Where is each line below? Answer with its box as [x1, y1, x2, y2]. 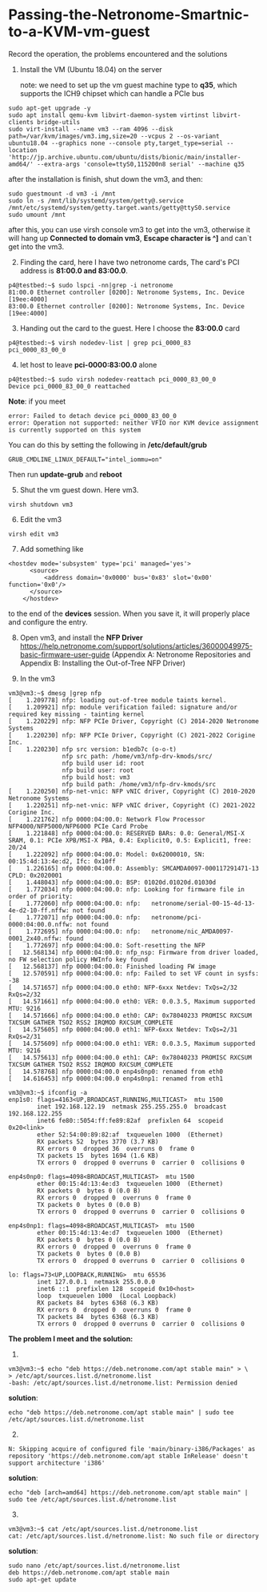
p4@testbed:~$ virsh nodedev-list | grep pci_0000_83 [8, 339, 192, 347]
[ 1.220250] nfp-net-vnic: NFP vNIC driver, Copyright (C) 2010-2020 [8, 787, 256, 795]
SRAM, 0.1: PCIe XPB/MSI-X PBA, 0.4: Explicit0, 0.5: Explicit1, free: [8, 836, 252, 844]
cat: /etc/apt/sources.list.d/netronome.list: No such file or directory [8, 1532, 260, 1540]
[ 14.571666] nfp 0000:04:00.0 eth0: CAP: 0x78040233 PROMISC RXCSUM [8, 1011, 252, 1019]
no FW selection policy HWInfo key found [8, 955, 149, 963]
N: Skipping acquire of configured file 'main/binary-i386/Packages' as [8, 1445, 256, 1453]
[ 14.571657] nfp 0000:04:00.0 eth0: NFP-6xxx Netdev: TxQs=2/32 [8, 983, 238, 991]
